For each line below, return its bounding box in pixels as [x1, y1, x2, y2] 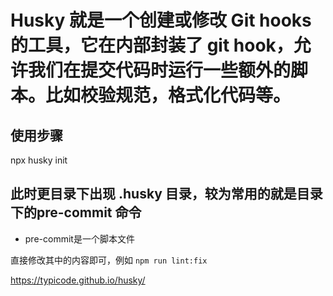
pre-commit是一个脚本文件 [24, 232, 135, 245]
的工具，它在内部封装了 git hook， [10, 34, 294, 57]
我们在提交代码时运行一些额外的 [28, 59, 292, 82]
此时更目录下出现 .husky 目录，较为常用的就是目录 [10, 186, 323, 203]
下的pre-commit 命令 [10, 204, 142, 221]
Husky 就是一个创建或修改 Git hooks [10, 9, 312, 32]
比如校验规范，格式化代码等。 [45, 84, 292, 107]
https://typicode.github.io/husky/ [10, 274, 146, 286]
